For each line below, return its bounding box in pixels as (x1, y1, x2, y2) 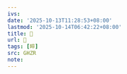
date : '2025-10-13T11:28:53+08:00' (7, 17, 113, 24)
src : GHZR (7, 50, 37, 57)
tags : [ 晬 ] (7, 43, 39, 50)
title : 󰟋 (7, 30, 33, 37)
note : (7, 56, 23, 63)
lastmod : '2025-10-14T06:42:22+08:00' (7, 23, 122, 30)
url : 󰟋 (7, 37, 27, 44)
